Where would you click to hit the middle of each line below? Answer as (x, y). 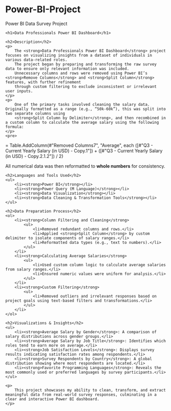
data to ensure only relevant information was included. (67, 68)
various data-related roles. (36, 60)
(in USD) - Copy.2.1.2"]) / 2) (34, 156)
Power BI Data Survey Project (36, 24)
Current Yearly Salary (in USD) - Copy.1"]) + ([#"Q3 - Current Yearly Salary (84, 151)
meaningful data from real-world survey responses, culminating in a (81, 395)
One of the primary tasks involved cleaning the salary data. (82, 104)
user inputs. (19, 91)
